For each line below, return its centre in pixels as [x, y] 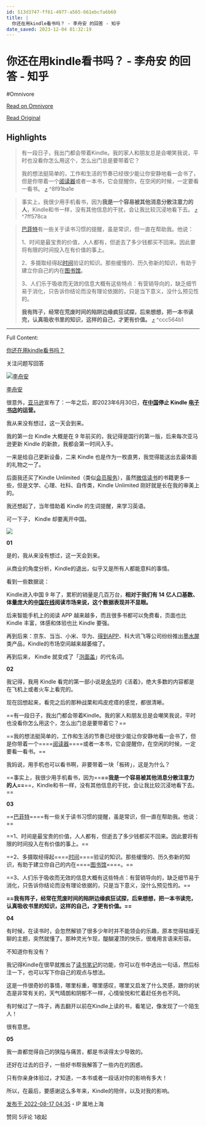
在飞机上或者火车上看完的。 [41, 689]
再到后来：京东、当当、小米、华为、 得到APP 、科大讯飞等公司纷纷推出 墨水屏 [103, 636]
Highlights [27, 137]
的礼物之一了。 [25, 465]
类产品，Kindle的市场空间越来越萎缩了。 [57, 644]
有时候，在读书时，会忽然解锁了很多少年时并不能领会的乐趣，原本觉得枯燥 [100, 931]
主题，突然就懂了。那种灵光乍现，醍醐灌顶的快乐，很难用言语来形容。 [105, 939]
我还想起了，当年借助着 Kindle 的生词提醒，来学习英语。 [78, 506]
